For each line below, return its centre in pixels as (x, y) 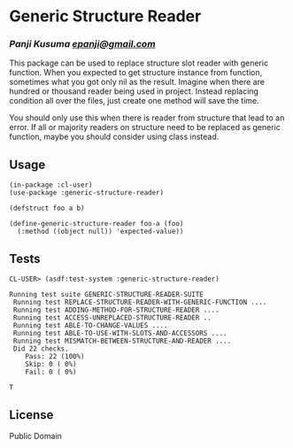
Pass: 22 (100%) (55, 357)
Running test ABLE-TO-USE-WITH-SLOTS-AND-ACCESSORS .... (120, 334)
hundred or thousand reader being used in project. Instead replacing (134, 91)
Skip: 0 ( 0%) (51, 365)
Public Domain (35, 436)
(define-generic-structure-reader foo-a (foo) (96, 224)
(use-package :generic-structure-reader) (87, 193)
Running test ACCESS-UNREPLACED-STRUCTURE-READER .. (112, 318)
